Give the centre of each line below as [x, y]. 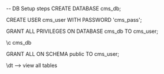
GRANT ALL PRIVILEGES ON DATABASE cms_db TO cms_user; [82, 31]
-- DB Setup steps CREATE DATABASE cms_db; [64, 9]
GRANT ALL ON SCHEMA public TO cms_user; [63, 54]
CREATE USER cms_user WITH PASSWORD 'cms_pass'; [74, 20]
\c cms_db [19, 43]
